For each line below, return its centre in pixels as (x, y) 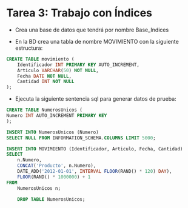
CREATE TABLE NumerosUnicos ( (45, 110)
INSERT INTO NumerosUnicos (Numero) (52, 132)
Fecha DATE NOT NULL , (44, 76)
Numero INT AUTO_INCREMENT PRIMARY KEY (57, 116)
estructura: (29, 48)
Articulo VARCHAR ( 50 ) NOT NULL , (58, 70)
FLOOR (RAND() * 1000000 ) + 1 (54, 177)
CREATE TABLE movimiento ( (40, 59)
